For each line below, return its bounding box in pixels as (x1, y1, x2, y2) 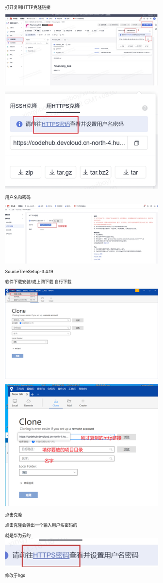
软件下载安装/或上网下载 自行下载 (5, 279, 72, 284)
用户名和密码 (5, 194, 31, 200)
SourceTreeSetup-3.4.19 (5, 268, 53, 274)
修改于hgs (5, 572, 26, 578)
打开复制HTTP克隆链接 (5, 4, 51, 10)
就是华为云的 (5, 532, 31, 538)
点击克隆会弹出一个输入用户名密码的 (5, 522, 78, 528)
